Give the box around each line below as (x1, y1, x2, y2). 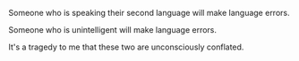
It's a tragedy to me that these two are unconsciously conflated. (8, 42, 244, 52)
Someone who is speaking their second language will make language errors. (8, 8, 290, 18)
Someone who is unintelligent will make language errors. (8, 25, 217, 34)
